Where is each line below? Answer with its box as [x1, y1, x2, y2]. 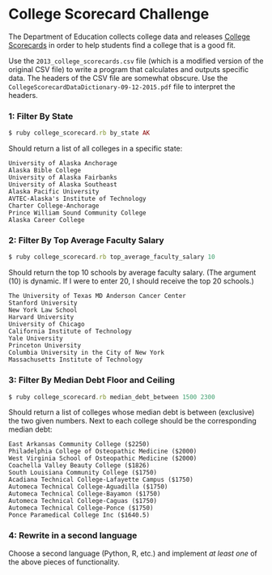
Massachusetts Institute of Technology [8, 356, 143, 364]
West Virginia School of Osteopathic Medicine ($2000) [8, 454, 198, 462]
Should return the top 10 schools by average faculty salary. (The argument [8, 268, 257, 278]
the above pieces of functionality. [8, 556, 120, 567]
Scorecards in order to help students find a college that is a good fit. [8, 40, 236, 49]
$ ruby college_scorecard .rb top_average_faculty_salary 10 [8, 253, 216, 262]
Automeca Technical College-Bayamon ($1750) [8, 490, 161, 498]
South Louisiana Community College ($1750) [8, 469, 158, 477]
